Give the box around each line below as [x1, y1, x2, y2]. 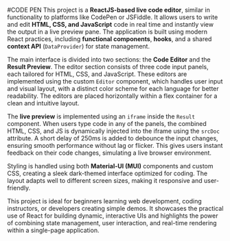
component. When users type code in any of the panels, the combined [7, 120, 207, 127]
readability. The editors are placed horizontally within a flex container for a [7, 92, 218, 100]
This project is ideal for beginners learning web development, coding [7, 197, 203, 205]
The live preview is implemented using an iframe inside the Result [7, 112, 196, 120]
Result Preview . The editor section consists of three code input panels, [7, 63, 209, 71]
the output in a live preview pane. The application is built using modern [7, 27, 208, 36]
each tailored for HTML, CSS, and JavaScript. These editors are [7, 70, 187, 78]
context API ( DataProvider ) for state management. [7, 42, 150, 50]
